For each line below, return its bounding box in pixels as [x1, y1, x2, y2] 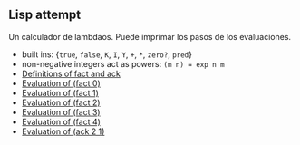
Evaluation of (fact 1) [21, 87, 99, 98]
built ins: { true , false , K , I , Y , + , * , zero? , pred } [21, 49, 192, 60]
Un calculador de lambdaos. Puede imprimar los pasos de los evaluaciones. [8, 31, 292, 42]
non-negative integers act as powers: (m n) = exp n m [21, 58, 225, 69]
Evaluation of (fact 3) [21, 106, 101, 117]
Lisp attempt [8, 7, 82, 23]
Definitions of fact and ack [21, 68, 121, 79]
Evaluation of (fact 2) [21, 97, 101, 108]
